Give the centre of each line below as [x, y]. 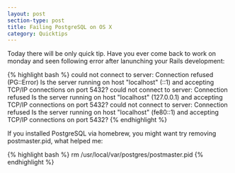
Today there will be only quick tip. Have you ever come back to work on [111, 54]
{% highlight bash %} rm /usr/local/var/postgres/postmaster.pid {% [105, 155]
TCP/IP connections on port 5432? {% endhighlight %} [87, 120]
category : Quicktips [38, 34]
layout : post [27, 14]
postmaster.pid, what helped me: [55, 141]
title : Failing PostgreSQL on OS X [60, 27]
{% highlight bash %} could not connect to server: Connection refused [110, 75]
